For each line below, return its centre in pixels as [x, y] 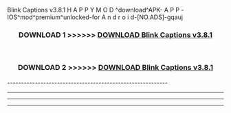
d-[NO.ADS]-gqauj [157, 17]
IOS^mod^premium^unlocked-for [54, 17]
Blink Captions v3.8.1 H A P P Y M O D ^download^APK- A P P [93, 10]
